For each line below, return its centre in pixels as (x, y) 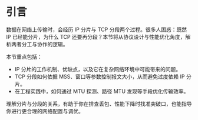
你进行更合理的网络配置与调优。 (45, 111)
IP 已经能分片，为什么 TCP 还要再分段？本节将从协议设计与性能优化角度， (96, 36)
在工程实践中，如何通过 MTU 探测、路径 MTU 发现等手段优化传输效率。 (102, 91)
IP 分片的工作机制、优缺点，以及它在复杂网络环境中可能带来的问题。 (98, 69)
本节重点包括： (24, 56)
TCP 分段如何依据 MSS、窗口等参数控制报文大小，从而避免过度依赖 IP (100, 76)
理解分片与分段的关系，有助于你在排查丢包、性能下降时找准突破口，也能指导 (99, 104)
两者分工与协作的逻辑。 (39, 44)
